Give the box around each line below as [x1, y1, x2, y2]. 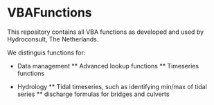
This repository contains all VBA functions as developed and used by [7, 28, 204, 36]
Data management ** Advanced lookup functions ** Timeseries [17, 61, 199, 70]
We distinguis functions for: [7, 48, 86, 57]
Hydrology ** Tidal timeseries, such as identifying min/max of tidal [17, 82, 208, 90]
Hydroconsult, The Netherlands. [7, 35, 99, 43]
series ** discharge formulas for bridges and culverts [17, 90, 170, 98]
